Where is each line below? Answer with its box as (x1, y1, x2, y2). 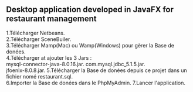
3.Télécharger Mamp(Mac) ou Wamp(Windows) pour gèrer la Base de (6, 42, 175, 49)
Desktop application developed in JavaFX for (6, 5, 174, 15)
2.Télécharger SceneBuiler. (6, 35, 72, 43)
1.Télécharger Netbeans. (6, 29, 65, 36)
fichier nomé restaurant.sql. (6, 73, 73, 80)
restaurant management (6, 14, 97, 24)
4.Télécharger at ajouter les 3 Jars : (6, 54, 92, 61)
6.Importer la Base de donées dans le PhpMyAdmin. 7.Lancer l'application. (6, 79, 186, 86)
